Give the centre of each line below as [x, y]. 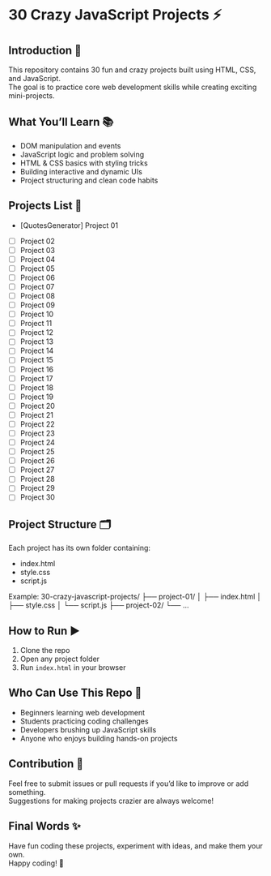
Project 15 [37, 360]
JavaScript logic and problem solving [82, 154]
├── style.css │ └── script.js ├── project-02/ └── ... [99, 605]
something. [27, 792]
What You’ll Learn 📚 [61, 122]
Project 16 [37, 369]
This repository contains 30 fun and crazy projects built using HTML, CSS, [132, 70]
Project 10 [37, 314]
